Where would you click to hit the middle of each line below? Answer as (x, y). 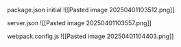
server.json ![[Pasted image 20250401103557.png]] (80, 23)
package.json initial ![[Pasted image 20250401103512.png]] (91, 10)
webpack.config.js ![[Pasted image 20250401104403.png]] (90, 36)
